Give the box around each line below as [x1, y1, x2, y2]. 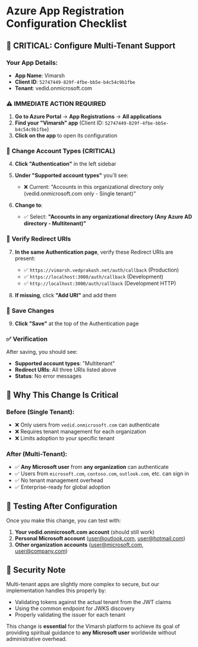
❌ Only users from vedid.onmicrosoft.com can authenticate [14, 421, 160, 428]
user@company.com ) [14, 548, 68, 555]
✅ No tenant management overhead [14, 477, 103, 484]
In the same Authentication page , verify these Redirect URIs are [14, 248, 174, 256]
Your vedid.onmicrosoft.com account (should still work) [14, 528, 155, 536]
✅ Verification [6, 335, 48, 343]
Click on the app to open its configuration [14, 132, 118, 139]
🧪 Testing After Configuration [6, 501, 118, 511]
